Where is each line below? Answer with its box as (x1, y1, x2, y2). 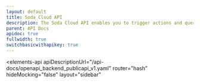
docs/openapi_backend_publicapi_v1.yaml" (6, 64, 112, 71)
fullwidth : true (6, 36, 46, 42)
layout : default (6, 8, 46, 15)
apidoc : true (6, 31, 39, 37)
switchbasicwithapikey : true (6, 42, 79, 48)
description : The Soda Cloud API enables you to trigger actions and (6, 20, 183, 26)
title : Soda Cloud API (6, 14, 62, 20)
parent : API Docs (6, 25, 49, 32)
